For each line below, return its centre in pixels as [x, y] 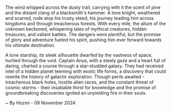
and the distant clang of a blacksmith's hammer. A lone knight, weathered [83, 13]
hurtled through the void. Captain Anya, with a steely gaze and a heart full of [86, 60]
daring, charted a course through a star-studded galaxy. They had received [84, 66]
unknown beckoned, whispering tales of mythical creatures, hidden [76, 29]
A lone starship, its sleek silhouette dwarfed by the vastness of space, [79, 55]
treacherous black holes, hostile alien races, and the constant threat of [80, 82]
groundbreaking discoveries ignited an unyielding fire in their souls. [76, 93]
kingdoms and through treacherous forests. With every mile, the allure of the [86, 23]
